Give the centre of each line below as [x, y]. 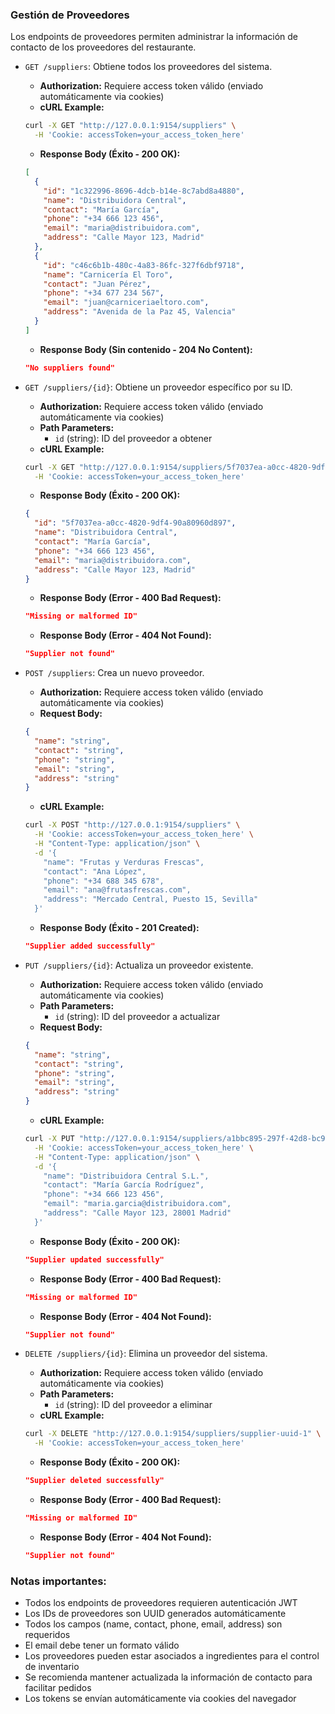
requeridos [47, 1635]
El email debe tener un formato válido [102, 1645]
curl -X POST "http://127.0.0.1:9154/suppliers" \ [132, 825]
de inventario [52, 1667]
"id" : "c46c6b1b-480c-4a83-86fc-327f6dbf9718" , [144, 265]
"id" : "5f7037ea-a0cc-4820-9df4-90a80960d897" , [135, 523]
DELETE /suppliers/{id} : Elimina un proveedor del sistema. [146, 1354]
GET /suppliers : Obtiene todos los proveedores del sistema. [148, 67]
